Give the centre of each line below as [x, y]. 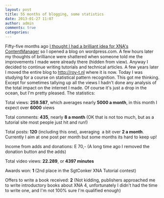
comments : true [21, 28]
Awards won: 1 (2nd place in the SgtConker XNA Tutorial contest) [71, 171]
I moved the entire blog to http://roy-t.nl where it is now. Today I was [74, 72]
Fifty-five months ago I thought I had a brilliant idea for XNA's [67, 46]
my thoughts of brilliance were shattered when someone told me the [74, 56]
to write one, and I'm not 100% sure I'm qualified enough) [63, 190]
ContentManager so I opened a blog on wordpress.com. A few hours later [79, 51]
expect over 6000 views [30, 108]
